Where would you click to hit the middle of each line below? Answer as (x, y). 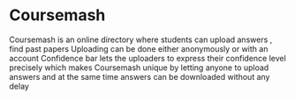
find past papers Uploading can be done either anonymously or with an (139, 48)
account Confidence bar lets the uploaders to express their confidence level (148, 58)
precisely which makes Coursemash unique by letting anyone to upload (139, 68)
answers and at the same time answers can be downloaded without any (140, 76)
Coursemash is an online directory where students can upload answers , (141, 39)
